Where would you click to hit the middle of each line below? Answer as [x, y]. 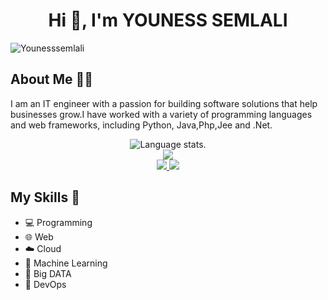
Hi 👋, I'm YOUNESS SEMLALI [168, 20]
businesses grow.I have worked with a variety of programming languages [161, 114]
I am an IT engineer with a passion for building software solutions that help [164, 103]
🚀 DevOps [45, 284]
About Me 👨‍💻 [52, 79]
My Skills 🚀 [45, 197]
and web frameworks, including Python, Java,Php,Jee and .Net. [141, 125]
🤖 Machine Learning [66, 263]
